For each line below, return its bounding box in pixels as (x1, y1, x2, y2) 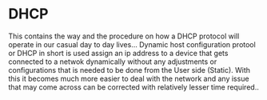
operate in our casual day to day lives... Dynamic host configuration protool (8, 39, 256, 49)
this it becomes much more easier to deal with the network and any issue (8, 74, 249, 83)
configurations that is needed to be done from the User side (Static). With (8, 65, 250, 74)
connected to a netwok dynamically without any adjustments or (8, 57, 217, 66)
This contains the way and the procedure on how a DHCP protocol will (8, 31, 240, 41)
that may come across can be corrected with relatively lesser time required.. (8, 82, 260, 92)
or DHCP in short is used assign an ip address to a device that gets (8, 48, 229, 58)
